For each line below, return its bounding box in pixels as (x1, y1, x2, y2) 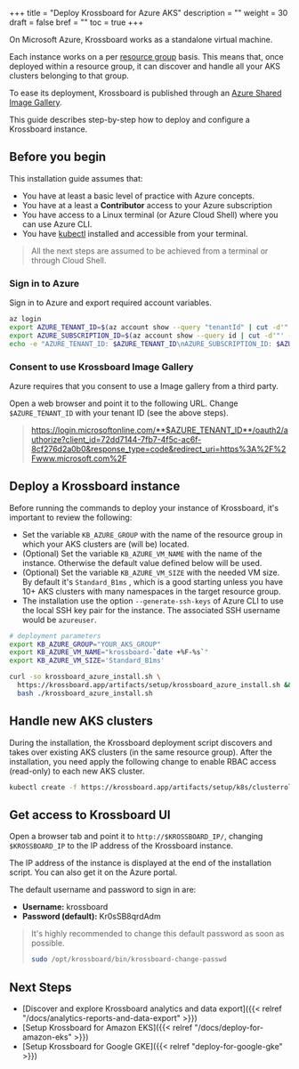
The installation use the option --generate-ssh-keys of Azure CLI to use (21, 595, 284, 606)
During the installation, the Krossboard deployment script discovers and (9, 737, 273, 748)
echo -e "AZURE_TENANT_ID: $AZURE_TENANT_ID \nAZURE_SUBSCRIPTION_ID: (9, 339, 273, 348)
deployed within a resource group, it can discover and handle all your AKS (9, 61, 281, 71)
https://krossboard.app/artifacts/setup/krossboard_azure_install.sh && (17, 681, 293, 690)
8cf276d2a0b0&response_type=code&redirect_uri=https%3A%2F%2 (30, 443, 287, 454)
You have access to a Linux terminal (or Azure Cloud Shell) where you (21, 209, 279, 220)
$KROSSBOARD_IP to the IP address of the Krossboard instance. (9, 840, 234, 851)
